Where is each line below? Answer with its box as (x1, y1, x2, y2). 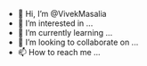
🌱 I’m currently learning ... (17, 28, 113, 37)
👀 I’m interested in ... (17, 18, 94, 29)
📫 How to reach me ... (17, 47, 101, 57)
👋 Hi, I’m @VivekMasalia (17, 9, 107, 19)
